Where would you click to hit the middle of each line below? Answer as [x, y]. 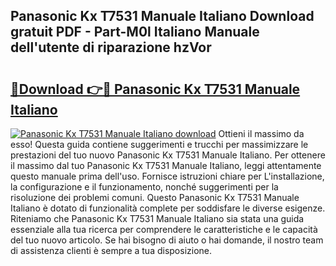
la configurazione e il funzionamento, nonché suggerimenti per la [144, 187]
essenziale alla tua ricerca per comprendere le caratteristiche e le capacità [164, 229]
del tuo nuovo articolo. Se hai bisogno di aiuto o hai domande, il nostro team [167, 240]
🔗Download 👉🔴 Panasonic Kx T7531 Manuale [155, 89]
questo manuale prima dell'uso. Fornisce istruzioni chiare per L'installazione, [167, 176]
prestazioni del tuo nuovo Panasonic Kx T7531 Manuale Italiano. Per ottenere [168, 155]
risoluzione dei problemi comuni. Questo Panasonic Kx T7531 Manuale [155, 197]
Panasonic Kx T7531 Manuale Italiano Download [162, 16]
